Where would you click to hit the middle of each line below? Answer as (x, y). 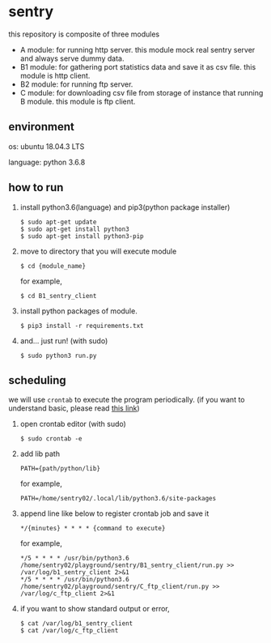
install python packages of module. (78, 311)
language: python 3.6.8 (47, 162)
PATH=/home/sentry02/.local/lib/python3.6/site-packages (118, 499)
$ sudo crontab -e (51, 439)
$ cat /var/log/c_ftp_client (69, 631)
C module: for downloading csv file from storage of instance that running (142, 92)
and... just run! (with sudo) (64, 341)
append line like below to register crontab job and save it (114, 513)
